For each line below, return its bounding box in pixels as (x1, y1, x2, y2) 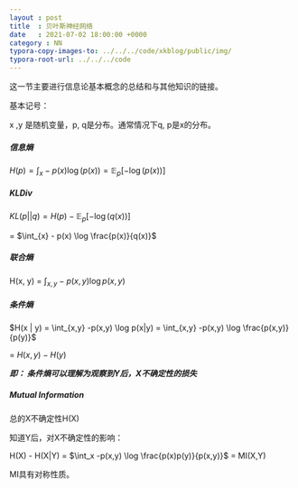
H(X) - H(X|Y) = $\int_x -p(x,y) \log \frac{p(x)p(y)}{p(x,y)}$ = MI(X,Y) (9, 450, 266, 461)
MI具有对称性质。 (9, 469, 75, 480)
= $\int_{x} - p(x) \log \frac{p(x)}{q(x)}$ (9, 230, 157, 241)
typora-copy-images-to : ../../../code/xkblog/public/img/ (9, 47, 232, 56)
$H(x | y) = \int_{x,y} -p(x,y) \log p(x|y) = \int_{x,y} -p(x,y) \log (9, 322, 241, 334)
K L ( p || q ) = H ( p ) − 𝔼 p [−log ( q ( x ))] (9, 210, 131, 224)
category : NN (9, 38, 63, 48)
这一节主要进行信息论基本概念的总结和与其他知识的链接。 (9, 81, 223, 91)
